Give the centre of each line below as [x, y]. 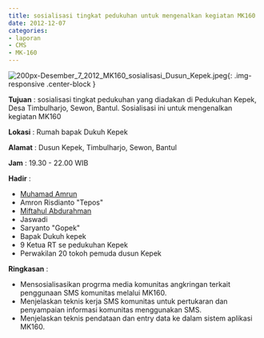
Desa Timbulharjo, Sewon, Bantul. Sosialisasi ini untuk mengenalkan [120, 108]
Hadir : [20, 178]
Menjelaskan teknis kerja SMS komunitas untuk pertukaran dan [124, 301]
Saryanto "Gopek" [50, 228]
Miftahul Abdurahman [56, 211]
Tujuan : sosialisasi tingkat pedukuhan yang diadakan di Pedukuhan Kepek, [133, 99]
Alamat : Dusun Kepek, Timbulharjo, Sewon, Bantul [93, 147]
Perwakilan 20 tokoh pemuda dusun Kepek [90, 253]
